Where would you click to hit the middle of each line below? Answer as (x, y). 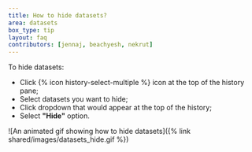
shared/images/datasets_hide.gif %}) (69, 139)
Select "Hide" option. (55, 116)
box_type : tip (31, 30)
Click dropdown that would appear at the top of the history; (116, 108)
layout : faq (28, 37)
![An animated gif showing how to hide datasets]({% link (100, 132)
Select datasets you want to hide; (74, 99)
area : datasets (33, 23)
